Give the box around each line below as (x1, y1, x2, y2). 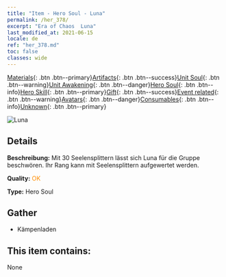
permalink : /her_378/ (7, 16, 69, 23)
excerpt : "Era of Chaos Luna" (7, 23, 97, 29)
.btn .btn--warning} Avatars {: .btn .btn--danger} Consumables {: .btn (7, 95, 197, 103)
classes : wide (7, 55, 48, 62)
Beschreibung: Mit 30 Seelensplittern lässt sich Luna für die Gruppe (7, 153, 201, 161)
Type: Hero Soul (7, 187, 53, 196)
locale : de (7, 36, 38, 42)
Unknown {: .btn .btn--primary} (20, 102, 107, 110)
